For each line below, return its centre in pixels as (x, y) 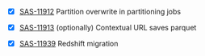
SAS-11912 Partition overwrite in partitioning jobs (100, 12)
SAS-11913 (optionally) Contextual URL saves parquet (108, 28)
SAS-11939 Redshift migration (69, 44)
